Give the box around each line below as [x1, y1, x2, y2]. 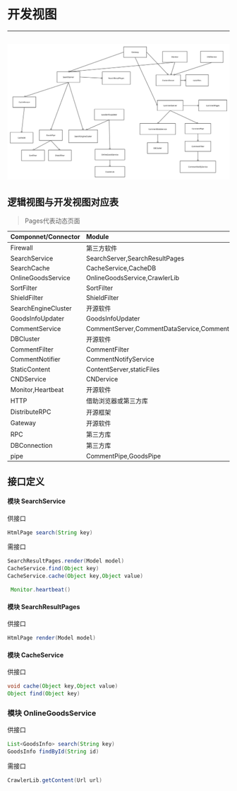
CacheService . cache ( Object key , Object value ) [7, 572, 143, 580]
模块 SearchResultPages [7, 602, 80, 611]
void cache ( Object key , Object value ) [7, 683, 119, 690]
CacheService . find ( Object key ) [7, 565, 99, 572]
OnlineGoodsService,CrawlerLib [85, 274, 180, 282]
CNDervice [85, 374, 119, 383]
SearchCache [10, 264, 50, 272]
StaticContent [10, 365, 51, 374]
